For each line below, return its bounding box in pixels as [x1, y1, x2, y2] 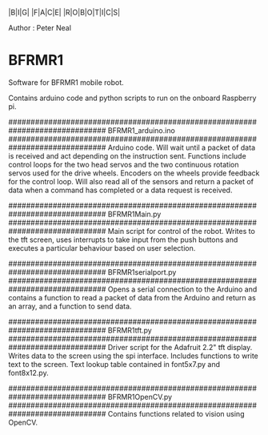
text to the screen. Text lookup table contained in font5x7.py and [8, 359, 220, 369]
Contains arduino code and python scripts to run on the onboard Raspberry [8, 93, 257, 103]
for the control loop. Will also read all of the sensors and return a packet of [8, 176, 254, 186]
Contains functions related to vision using [107, 409, 245, 418]
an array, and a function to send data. [8, 301, 132, 311]
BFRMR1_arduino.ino [107, 125, 176, 135]
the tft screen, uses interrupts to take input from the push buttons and [8, 235, 238, 244]
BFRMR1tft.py [107, 325, 152, 335]
